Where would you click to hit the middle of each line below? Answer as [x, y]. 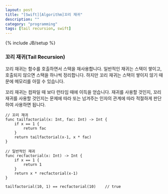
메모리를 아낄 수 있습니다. [39, 82]
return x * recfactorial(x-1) [46, 174]
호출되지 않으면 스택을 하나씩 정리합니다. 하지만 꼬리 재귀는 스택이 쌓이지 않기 [81, 75]
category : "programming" [31, 24]
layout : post [19, 10]
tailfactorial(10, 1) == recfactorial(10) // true [63, 187]
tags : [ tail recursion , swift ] [38, 29]
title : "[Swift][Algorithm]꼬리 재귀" [44, 15]
